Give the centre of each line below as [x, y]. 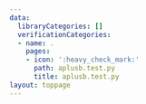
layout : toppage [40, 85]
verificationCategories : [64, 34]
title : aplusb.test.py [76, 77]
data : [19, 18]
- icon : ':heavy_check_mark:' [83, 60]
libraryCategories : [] [60, 26]
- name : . [36, 43]
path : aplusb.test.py [74, 69]
